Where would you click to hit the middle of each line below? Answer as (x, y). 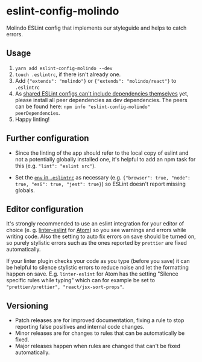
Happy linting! (32, 119)
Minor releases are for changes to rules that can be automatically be (100, 333)
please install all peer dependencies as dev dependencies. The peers (101, 100)
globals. (25, 190)
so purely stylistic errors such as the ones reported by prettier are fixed (96, 243)
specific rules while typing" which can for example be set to (81, 280)
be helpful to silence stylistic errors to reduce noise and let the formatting (97, 268)
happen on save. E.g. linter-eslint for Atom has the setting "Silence (93, 274)
